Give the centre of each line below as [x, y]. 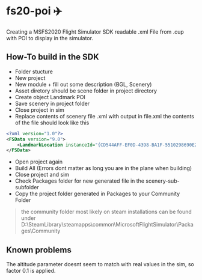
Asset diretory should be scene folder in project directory [86, 91]
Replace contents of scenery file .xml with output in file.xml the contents [104, 116]
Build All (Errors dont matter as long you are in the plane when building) [103, 168]
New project [30, 78]
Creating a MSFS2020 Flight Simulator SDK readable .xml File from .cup [95, 32]
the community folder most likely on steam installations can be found [106, 212]
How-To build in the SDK [53, 57]
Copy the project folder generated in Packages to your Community [97, 194]
